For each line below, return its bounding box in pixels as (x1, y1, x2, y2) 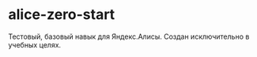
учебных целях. (8, 40, 62, 49)
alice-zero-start (8, 6, 115, 24)
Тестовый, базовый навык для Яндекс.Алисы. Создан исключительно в (8, 32, 250, 41)
